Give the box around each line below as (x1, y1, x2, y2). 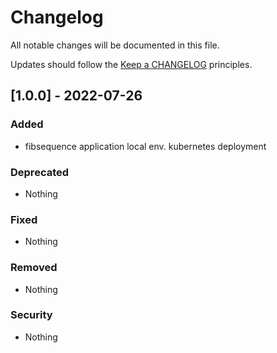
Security (10, 308, 53, 322)
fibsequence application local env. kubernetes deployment (24, 140, 267, 152)
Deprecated (10, 165, 70, 179)
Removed (10, 261, 58, 275)
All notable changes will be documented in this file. (10, 39, 220, 51)
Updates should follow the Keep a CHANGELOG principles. (10, 58, 253, 70)
